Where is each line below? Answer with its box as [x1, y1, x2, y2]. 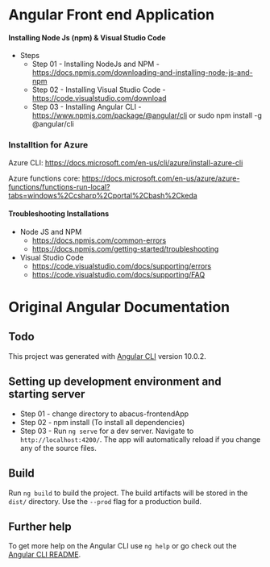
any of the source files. [19, 443, 97, 452]
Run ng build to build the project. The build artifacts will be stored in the [8, 488, 248, 498]
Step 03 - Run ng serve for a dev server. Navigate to [19, 426, 194, 436]
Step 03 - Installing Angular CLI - [31, 102, 142, 112]
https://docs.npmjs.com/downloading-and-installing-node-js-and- [31, 68, 253, 77]
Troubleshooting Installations [8, 209, 110, 219]
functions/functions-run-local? [8, 181, 110, 191]
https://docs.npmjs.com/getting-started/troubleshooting [31, 244, 219, 253]
